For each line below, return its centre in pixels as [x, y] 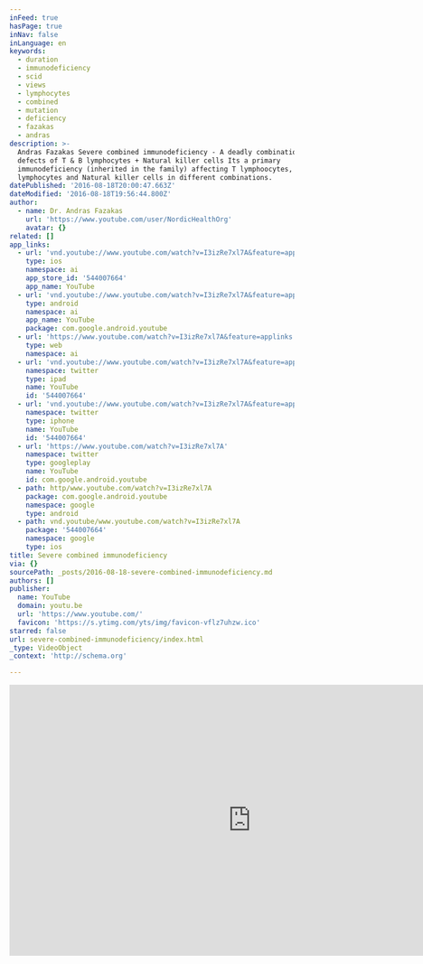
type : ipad [46, 379]
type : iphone [50, 421]
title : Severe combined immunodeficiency [89, 555]
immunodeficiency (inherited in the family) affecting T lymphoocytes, [155, 169]
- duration [38, 60]
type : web [44, 345]
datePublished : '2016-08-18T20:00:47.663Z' [93, 186]
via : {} [24, 564]
